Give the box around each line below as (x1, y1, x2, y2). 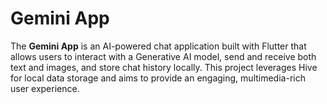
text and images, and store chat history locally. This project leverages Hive (10, 61, 318, 73)
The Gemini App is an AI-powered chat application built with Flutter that (10, 40, 307, 52)
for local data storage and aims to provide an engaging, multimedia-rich (10, 72, 306, 84)
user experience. (10, 82, 80, 94)
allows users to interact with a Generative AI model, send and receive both (10, 50, 317, 62)
